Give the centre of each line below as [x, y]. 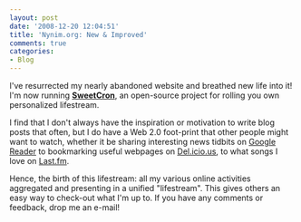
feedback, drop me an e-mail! [65, 208]
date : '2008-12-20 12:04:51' [64, 26]
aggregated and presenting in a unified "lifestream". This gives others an [145, 188]
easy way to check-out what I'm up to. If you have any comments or [136, 198]
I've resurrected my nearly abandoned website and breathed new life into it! [151, 86]
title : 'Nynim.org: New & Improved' [78, 34]
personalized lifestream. [54, 105]
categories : [32, 52]
